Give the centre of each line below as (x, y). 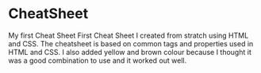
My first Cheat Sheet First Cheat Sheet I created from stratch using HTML (129, 35)
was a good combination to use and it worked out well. (98, 60)
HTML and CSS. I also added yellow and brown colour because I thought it (130, 52)
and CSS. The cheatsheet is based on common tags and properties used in (131, 43)
